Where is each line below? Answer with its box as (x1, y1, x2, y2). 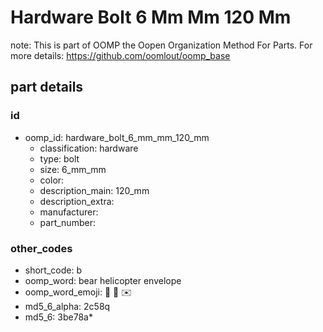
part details (10, 79, 84, 96)
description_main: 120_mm (39, 184, 150, 196)
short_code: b (24, 264, 82, 276)
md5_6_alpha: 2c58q (24, 300, 111, 312)
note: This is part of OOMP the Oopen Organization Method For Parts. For (10, 39, 313, 51)
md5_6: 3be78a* (24, 311, 93, 323)
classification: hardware (39, 142, 139, 154)
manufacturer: (39, 206, 99, 218)
